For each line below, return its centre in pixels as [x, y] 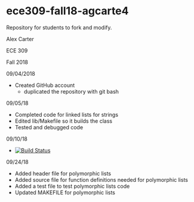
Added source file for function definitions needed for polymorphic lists [101, 179]
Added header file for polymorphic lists [63, 173]
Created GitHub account [45, 85]
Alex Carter [20, 39]
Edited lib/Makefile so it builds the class [63, 121]
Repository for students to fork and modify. [59, 27]
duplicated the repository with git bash [71, 91]
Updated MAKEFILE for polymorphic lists [65, 192]
